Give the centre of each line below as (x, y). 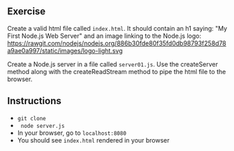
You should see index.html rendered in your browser (93, 140)
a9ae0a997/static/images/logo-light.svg (65, 50)
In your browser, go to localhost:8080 (72, 133)
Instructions (34, 101)
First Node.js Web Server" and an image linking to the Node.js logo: (104, 36)
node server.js (43, 126)
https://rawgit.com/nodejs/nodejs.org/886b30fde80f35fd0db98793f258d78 (117, 43)
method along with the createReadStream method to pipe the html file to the (117, 71)
